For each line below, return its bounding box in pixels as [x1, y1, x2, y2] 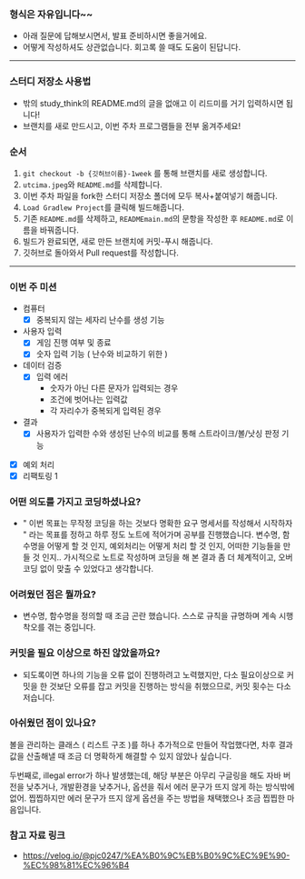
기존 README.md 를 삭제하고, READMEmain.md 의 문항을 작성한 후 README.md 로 [22, 213, 284, 224]
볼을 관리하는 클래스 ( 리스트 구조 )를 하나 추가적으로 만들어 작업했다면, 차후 [9, 739, 277, 750]
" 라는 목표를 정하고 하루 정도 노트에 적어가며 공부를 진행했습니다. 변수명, [22, 529, 281, 540]
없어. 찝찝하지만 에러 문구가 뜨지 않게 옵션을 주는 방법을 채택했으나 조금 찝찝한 [9, 793, 286, 804]
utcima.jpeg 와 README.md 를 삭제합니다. [22, 179, 163, 190]
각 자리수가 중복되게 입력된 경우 [49, 405, 162, 416]
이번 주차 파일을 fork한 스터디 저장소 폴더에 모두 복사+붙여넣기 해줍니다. [22, 190, 279, 201]
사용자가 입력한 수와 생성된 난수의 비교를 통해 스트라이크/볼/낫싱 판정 [35, 428, 280, 439]
